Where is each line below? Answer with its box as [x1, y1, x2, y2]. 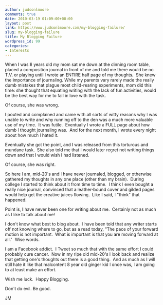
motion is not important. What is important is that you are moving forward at [5, 231, 158, 237]
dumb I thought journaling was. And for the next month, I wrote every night [5, 127, 156, 133]
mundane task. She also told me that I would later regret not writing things [5, 147, 155, 153]
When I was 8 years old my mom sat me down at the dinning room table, [5, 61, 150, 67]
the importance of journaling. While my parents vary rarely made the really [5, 77, 154, 83]
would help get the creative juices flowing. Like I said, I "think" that [5, 191, 140, 198]
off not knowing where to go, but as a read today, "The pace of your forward [5, 226, 159, 232]
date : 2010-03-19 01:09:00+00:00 [5, 16, 73, 21]
